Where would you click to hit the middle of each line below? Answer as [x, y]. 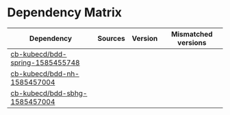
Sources [111, 38]
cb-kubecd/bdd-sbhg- [49, 93]
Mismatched [192, 34]
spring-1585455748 [45, 63]
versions [192, 42]
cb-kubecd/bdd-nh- [45, 73]
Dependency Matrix [64, 13]
